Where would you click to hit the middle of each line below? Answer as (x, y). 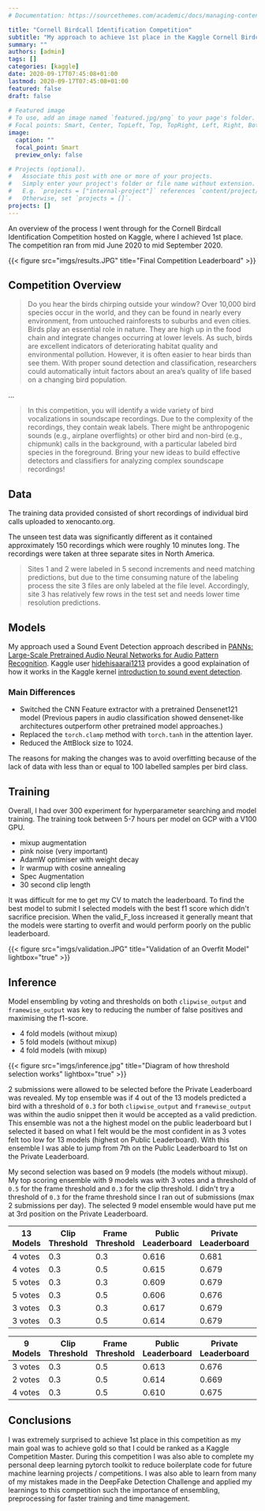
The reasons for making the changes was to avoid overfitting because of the (132, 758)
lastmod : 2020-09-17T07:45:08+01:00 (68, 81)
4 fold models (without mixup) (69, 1033)
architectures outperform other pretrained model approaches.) (121, 726)
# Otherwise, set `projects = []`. (70, 198)
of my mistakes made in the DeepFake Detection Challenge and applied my (130, 1481)
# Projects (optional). (47, 169)
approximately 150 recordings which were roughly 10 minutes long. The (124, 546)
